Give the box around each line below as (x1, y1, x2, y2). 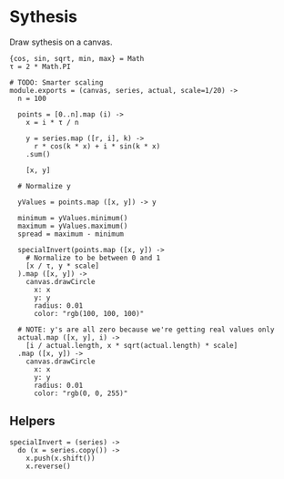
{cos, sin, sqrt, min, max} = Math (9, 54, 145, 63)
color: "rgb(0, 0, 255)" (33, 389, 128, 398)
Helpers (9, 413, 56, 429)
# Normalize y (17, 181, 71, 190)
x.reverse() (25, 462, 71, 471)
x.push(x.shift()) (25, 454, 96, 463)
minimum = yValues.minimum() (17, 213, 128, 222)
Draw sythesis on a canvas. (9, 36, 113, 47)
